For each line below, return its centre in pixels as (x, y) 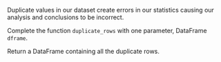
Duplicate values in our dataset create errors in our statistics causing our (110, 10)
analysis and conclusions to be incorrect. (66, 17)
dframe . (17, 38)
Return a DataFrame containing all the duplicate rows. (84, 51)
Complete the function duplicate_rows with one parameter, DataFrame (107, 31)
